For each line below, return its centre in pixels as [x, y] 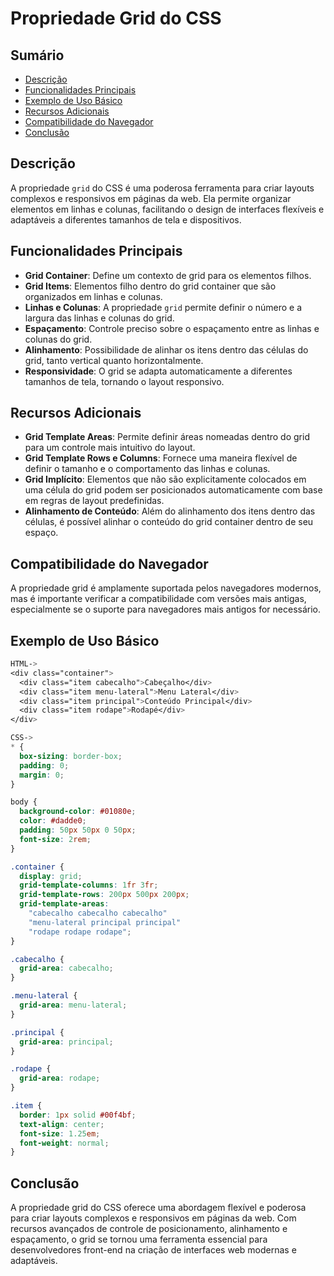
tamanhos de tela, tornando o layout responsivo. [124, 381]
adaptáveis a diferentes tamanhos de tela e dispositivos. [126, 219]
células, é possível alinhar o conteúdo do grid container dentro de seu [169, 522]
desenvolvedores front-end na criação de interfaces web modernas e [153, 1250]
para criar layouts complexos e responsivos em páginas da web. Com [153, 1218]
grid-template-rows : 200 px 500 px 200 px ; [104, 895]
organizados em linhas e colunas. [93, 296]
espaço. [41, 533]
